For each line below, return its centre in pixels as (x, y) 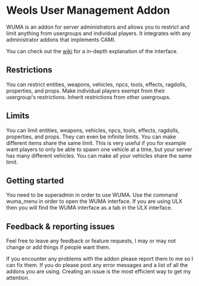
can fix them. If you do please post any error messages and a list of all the (97, 265)
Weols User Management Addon (88, 10)
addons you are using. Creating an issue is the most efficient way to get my (99, 272)
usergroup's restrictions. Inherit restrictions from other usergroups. (88, 97)
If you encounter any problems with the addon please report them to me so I (100, 259)
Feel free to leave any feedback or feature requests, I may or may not (91, 241)
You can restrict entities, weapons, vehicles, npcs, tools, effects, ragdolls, (97, 84)
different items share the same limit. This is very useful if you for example (96, 143)
